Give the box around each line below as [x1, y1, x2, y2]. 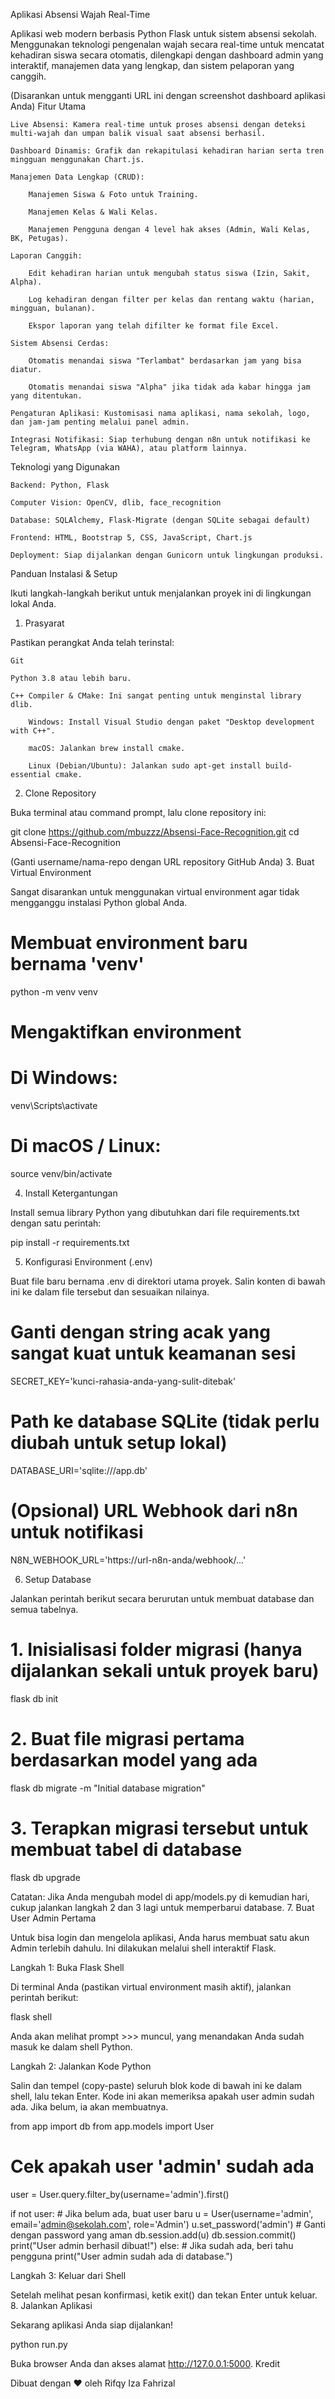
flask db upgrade [10, 1871, 81, 1883]
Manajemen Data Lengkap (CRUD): [10, 172, 145, 182]
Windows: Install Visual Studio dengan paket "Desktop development [28, 717, 315, 727]
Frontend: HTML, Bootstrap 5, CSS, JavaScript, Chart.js [10, 533, 253, 543]
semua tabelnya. [10, 1603, 79, 1615]
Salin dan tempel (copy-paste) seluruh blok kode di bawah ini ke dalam [10, 2079, 303, 2091]
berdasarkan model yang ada [10, 1749, 258, 1771]
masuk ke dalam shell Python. [10, 2040, 133, 2053]
